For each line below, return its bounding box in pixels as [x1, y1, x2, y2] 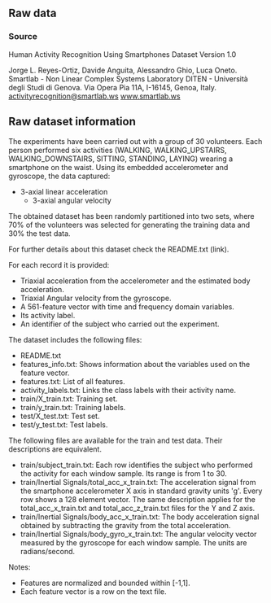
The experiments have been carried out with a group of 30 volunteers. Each [8, 136, 263, 146]
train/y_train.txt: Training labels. [20, 402, 126, 412]
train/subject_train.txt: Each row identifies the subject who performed [20, 460, 254, 470]
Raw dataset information [8, 115, 137, 129]
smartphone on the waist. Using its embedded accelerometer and [8, 162, 229, 172]
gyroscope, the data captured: [8, 171, 111, 181]
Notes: [8, 561, 31, 572]
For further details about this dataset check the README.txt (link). [8, 244, 229, 254]
